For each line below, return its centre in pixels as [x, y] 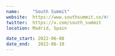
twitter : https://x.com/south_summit [54, 22]
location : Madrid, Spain [37, 28]
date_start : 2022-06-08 [35, 39]
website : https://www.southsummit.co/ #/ [58, 17]
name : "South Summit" [38, 11]
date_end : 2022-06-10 [35, 44]
